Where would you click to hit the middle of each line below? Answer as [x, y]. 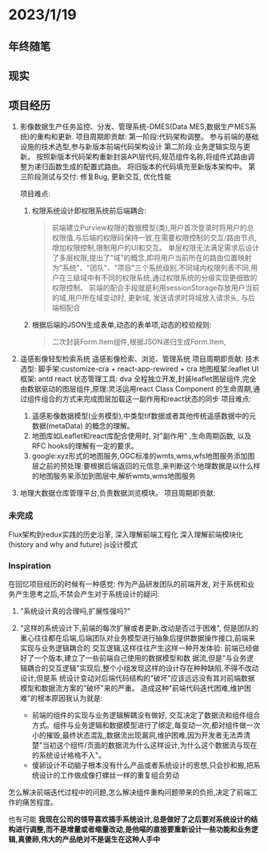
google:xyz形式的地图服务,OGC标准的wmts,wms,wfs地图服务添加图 [143, 456]
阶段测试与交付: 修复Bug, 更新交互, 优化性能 [99, 176]
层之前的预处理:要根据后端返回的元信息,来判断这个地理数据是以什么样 [146, 465]
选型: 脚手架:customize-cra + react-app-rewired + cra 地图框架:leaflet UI [139, 368]
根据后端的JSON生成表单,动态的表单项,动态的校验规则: [122, 324]
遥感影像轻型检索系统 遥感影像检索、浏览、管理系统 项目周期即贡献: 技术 [140, 359]
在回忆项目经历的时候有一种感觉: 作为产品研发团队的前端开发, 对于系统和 [128, 584]
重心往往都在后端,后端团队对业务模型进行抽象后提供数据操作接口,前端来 [138, 638]
